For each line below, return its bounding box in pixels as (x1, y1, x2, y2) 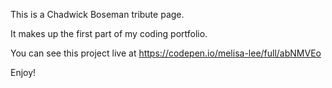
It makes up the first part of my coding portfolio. (10, 28, 208, 39)
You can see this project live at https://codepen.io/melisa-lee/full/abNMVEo (10, 47, 322, 59)
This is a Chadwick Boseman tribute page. (10, 9, 185, 20)
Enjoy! (10, 67, 37, 78)
